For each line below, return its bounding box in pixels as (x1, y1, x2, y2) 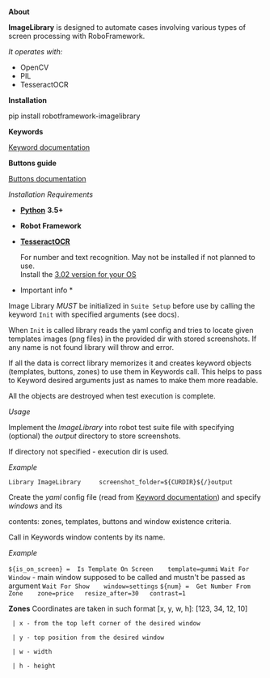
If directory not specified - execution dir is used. (8, 447, 170, 456)
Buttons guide (8, 158, 57, 168)
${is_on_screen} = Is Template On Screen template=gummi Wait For (8, 565, 250, 574)
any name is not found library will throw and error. (8, 343, 175, 352)
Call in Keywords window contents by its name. (8, 532, 166, 542)
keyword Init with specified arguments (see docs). (8, 309, 179, 319)
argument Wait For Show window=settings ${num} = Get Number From (8, 581, 251, 591)
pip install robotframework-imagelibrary (8, 111, 141, 121)
